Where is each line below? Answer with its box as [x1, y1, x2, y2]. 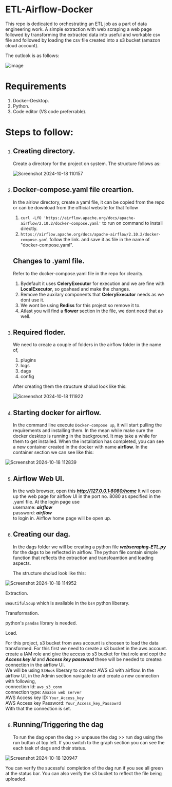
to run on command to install [102, 220, 163, 226]
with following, [5, 678, 36, 684]
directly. [20, 225, 38, 231]
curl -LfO [20, 215, 42, 221]
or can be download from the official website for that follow [12, 204, 139, 210]
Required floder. [12, 328, 66, 336]
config [20, 373, 34, 380]
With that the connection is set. [5, 705, 71, 711]
